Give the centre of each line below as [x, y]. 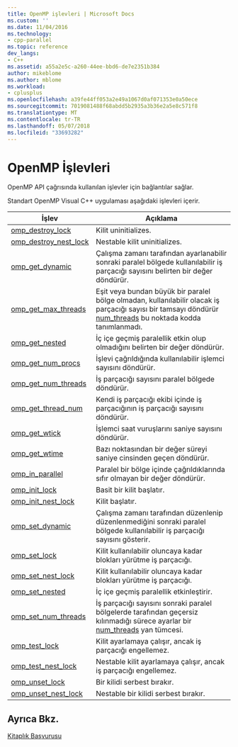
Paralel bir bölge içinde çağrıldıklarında [160, 470]
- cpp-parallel [30, 40]
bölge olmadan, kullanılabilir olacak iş [157, 301]
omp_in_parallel [37, 474]
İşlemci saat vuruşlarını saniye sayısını [159, 429]
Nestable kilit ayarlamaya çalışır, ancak [160, 662]
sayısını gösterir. [123, 539]
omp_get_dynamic [41, 266]
